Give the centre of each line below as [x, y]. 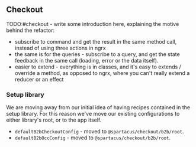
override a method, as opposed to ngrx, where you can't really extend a [102, 73]
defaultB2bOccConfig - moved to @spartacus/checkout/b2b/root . [93, 138]
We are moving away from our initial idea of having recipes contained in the [98, 107]
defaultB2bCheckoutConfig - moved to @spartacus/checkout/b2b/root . [99, 132]
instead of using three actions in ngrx [60, 48]
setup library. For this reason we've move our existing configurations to [93, 114]
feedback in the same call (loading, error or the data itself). [86, 60]
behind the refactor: [30, 30]
